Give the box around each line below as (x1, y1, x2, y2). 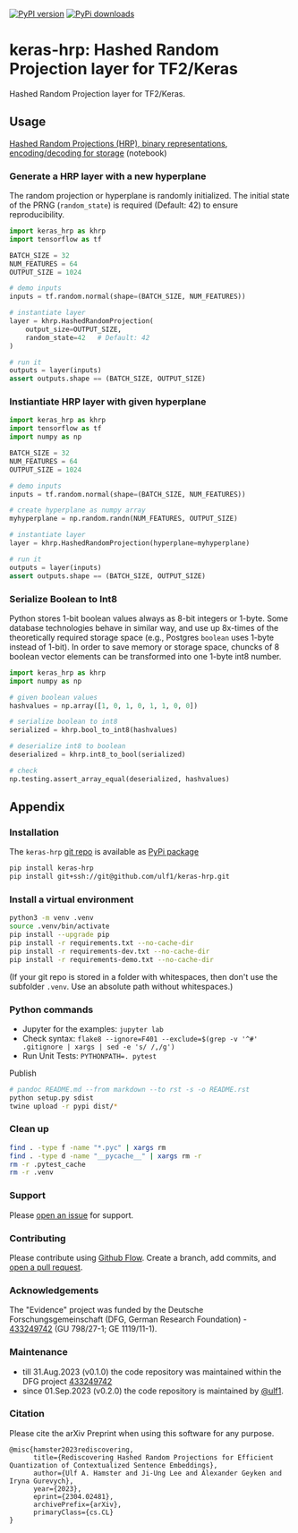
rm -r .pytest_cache (9, 1160, 87, 1169)
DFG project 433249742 (21, 1375, 113, 1386)
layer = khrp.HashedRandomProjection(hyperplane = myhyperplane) (9, 539, 251, 548)
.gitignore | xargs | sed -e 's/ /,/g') (21, 1043, 175, 1052)
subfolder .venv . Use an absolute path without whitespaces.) (9, 981, 234, 992)
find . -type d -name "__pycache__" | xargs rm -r (9, 1151, 202, 1161)
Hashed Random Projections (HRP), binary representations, (9, 138, 228, 149)
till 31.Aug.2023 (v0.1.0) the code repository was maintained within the (21, 1366, 282, 1377)
